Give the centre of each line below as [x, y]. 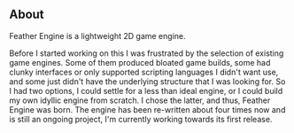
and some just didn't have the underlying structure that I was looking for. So [147, 81]
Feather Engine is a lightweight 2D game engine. [97, 35]
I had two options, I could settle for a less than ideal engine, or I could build [146, 90]
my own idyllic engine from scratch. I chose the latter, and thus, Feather [140, 100]
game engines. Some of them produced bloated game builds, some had [140, 62]
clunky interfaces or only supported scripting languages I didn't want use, [144, 72]
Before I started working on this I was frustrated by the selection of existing [147, 53]
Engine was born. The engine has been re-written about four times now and [147, 109]
